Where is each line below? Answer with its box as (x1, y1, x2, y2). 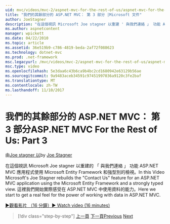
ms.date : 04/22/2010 (5, 36, 49, 41)
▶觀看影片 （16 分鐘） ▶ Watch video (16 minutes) (5, 202, 110, 208)
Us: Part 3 (5, 135, 48, 146)
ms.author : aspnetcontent (5, 26, 60, 31)
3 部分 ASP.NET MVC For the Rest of (5, 124, 158, 135)
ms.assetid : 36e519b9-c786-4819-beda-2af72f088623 (5, 45, 114, 50)
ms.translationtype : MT (5, 78, 56, 83)
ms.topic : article (5, 41, 44, 46)
